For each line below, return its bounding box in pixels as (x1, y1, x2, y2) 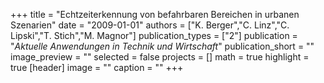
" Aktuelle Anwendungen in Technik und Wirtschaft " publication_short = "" (10, 40, 315, 52)
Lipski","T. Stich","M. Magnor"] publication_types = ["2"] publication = (10, 30, 298, 41)
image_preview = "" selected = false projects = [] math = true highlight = (10, 51, 310, 63)
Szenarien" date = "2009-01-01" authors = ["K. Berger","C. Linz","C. (10, 19, 290, 31)
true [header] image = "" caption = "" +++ (10, 62, 184, 73)
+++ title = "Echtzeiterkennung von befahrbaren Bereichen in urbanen (10, 9, 300, 20)
